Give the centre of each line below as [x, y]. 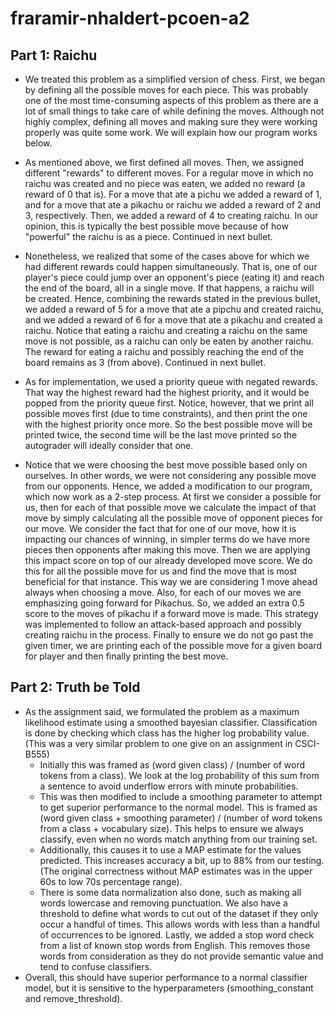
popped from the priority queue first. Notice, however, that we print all [169, 403]
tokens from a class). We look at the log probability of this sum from [179, 775]
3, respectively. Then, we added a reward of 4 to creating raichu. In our [171, 215]
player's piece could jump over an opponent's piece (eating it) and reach [174, 277]
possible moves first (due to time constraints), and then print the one [166, 413]
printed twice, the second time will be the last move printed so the [161, 435]
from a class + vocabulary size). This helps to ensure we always [171, 828]
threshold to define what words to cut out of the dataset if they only [179, 913]
